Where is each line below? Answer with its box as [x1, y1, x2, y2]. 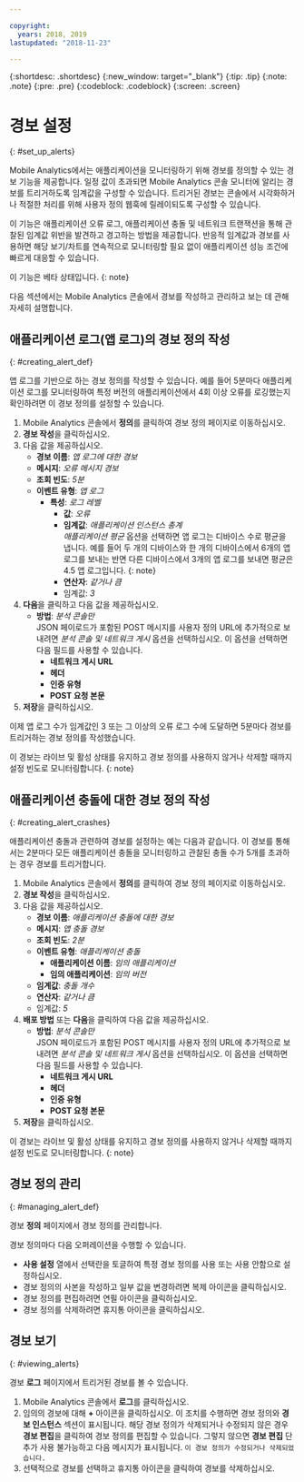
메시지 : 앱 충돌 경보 [35, 922, 104, 933]
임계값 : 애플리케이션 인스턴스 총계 [63, 519, 183, 530]
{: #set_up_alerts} [9, 146, 75, 157]
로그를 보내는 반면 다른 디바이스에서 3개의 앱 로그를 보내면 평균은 [63, 554, 293, 565]
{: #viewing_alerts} [9, 1357, 80, 1369]
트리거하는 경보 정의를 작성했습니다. [9, 732, 136, 743]
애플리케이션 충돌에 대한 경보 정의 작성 [9, 792, 211, 808]
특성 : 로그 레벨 [49, 497, 102, 508]
